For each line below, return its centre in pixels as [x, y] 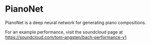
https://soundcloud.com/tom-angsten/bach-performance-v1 [66, 37]
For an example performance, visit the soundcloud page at [64, 32]
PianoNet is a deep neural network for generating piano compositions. [76, 22]
